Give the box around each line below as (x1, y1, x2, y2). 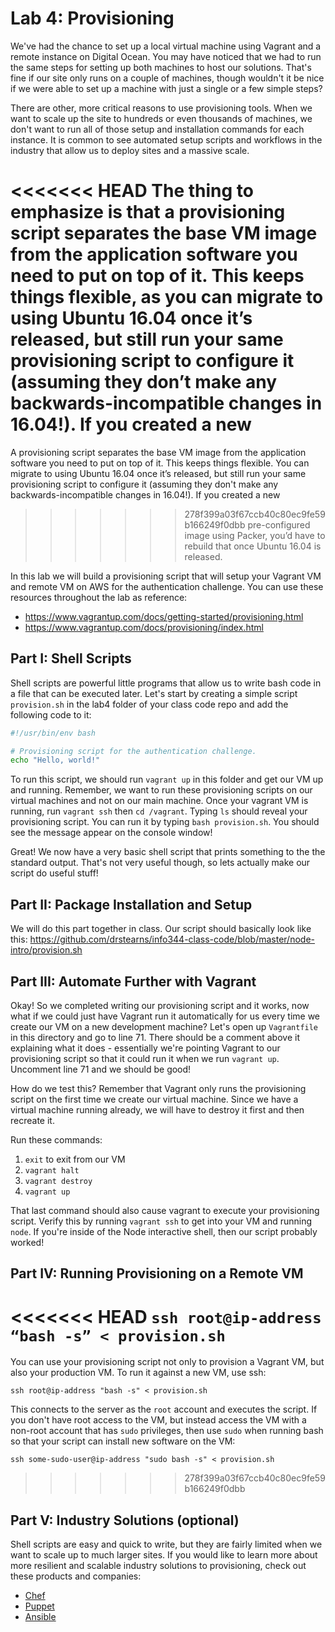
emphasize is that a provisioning (10, 201, 286, 224)
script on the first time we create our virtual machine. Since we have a (10, 1093, 299, 1105)
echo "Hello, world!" (10, 755, 101, 766)
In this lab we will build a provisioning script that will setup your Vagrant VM (10, 570, 322, 582)
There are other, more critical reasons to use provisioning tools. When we (10, 102, 313, 114)
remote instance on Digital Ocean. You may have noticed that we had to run (10, 50, 322, 62)
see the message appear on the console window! (10, 827, 213, 839)
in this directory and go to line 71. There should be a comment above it (10, 1031, 300, 1043)
